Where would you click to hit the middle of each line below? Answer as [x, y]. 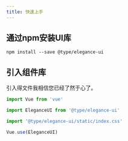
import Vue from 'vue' [35, 100]
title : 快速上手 [25, 12]
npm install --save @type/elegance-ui [55, 52]
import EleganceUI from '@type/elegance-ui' [63, 110]
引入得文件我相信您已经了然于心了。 [51, 88]
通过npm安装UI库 [39, 38]
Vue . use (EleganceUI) [32, 132]
